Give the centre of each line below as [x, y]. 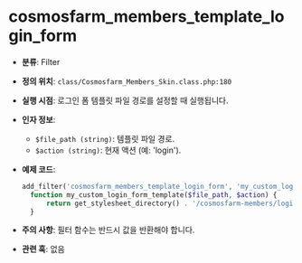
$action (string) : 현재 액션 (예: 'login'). [108, 150]
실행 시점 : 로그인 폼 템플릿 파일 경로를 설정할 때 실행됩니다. [125, 100]
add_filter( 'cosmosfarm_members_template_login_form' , [127, 186]
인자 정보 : [38, 119]
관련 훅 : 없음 [43, 249]
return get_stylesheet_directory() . [117, 203]
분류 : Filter [41, 61]
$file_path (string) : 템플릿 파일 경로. [105, 138]
